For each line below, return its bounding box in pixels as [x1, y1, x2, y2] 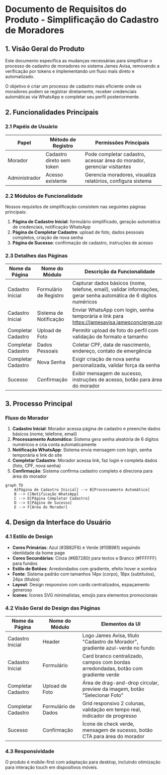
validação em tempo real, [82, 706, 142, 713]
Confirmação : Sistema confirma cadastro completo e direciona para [12, 468, 153, 474]
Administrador [7, 174, 41, 181]
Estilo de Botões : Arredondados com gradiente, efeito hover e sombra [12, 565, 157, 571]
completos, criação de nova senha [12, 234, 83, 240]
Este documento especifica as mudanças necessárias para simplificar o [5, 58, 153, 63]
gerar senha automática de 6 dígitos [72, 292, 157, 299]
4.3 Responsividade [5, 748, 55, 755]
